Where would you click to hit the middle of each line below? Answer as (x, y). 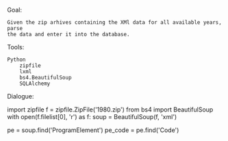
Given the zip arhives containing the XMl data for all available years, (115, 23)
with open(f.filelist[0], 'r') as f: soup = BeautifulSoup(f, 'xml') (92, 117)
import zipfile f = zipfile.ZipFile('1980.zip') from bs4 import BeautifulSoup (110, 110)
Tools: (16, 47)
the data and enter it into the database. (68, 34)
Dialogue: (21, 96)
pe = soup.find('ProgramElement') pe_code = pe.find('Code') (93, 130)
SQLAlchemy (35, 84)
